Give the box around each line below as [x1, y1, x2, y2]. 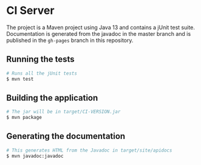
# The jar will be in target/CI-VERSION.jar [6, 109, 121, 115]
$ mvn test [6, 76, 34, 82]
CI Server [6, 4, 55, 18]
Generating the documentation [6, 131, 126, 141]
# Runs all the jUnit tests [6, 70, 78, 76]
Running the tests [6, 54, 75, 64]
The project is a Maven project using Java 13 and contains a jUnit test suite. [6, 24, 196, 31]
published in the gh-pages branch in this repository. [6, 36, 134, 44]
